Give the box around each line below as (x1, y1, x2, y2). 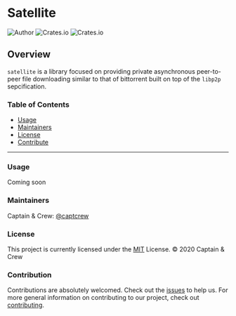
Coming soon (7, 178, 46, 187)
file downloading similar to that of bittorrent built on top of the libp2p (22, 74, 221, 83)
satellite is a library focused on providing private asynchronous (7, 67, 195, 75)
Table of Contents (7, 100, 70, 110)
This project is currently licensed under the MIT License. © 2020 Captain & (7, 244, 225, 254)
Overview (7, 48, 51, 60)
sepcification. (7, 82, 47, 91)
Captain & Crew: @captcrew (7, 211, 89, 220)
